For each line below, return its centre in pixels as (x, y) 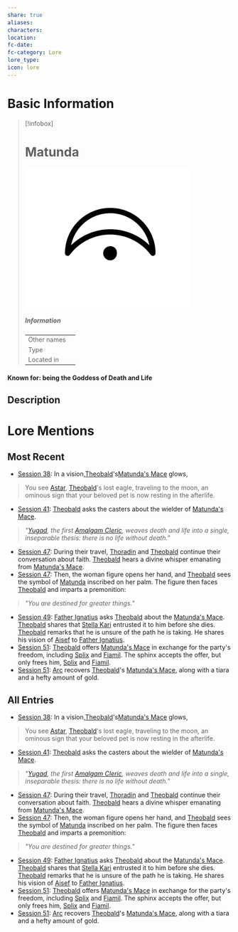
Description (34, 400)
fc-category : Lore (34, 53)
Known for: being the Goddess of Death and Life (80, 378)
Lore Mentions (51, 431)
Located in (43, 359)
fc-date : (20, 45)
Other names (47, 340)
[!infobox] (39, 123)
